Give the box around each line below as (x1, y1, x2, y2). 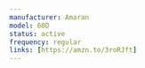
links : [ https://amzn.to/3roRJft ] (9, 46, 138, 55)
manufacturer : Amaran (9, 12, 90, 22)
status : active (9, 29, 66, 38)
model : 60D (9, 21, 50, 30)
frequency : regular (9, 37, 82, 47)
